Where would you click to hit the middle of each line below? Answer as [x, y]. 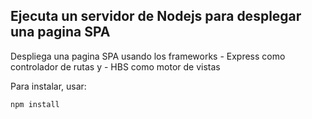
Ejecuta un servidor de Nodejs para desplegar [156, 16]
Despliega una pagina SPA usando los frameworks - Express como [148, 56]
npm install [35, 104]
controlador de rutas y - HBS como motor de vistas [115, 66]
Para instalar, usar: [48, 86]
